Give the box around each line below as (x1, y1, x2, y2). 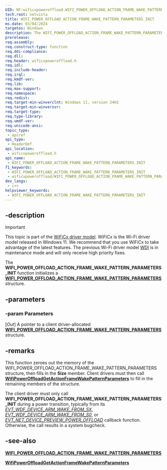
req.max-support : (5, 86, 41, 91)
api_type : (5, 137, 26, 142)
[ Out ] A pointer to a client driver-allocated (5, 321, 91, 327)
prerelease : (5, 35, 30, 40)
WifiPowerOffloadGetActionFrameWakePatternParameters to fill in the (5, 375, 153, 381)
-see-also (5, 437, 36, 445)
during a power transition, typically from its (17, 401, 105, 407)
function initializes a (17, 270, 58, 276)
